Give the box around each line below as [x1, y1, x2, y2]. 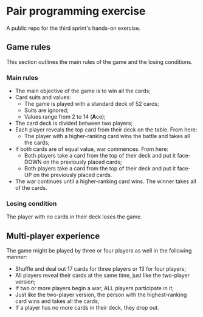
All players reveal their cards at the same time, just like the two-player [15, 272, 190, 279]
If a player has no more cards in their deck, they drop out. [15, 304, 159, 312]
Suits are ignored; [24, 106, 69, 114]
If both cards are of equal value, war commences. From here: [15, 145, 169, 153]
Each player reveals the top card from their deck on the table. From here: [15, 126, 198, 133]
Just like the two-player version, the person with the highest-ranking [15, 291, 187, 299]
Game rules [6, 42, 51, 52]
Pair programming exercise [6, 4, 146, 18]
